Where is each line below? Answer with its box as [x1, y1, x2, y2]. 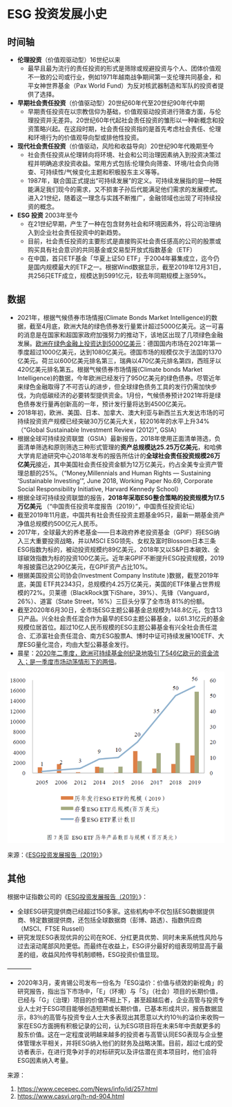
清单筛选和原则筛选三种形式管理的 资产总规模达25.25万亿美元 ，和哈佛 [23, 443, 222, 451]
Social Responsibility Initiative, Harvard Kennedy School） [17, 484, 183, 493]
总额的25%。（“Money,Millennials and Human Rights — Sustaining [23, 469, 211, 477]
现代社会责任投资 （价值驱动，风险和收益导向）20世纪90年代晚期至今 [17, 142, 214, 150]
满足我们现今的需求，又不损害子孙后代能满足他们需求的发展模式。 [33, 185, 222, 193]
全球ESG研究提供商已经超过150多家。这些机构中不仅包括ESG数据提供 [17, 907, 215, 916]
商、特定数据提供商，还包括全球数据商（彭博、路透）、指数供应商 [17, 916, 202, 924]
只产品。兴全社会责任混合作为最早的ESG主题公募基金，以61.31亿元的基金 [17, 614, 226, 623]
